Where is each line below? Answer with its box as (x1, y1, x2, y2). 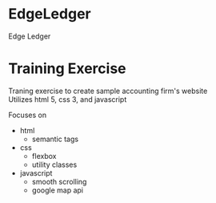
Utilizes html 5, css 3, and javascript (8, 94, 127, 104)
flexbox (31, 151, 57, 160)
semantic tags (31, 134, 78, 144)
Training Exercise (8, 59, 126, 78)
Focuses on (8, 110, 46, 120)
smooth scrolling (31, 177, 87, 186)
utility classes (31, 160, 78, 169)
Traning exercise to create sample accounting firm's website (8, 86, 208, 95)
